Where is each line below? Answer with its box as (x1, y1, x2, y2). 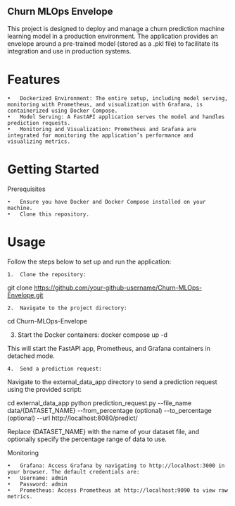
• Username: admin (7, 474, 68, 481)
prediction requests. (7, 119, 71, 126)
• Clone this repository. (7, 211, 90, 218)
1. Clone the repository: (7, 271, 87, 278)
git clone (7, 283, 33, 292)
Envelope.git (7, 290, 44, 299)
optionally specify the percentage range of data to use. (7, 435, 167, 443)
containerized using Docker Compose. (7, 107, 118, 114)
